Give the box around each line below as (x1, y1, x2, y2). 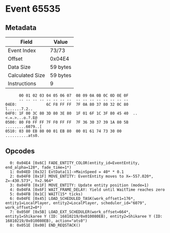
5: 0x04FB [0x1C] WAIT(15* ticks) (10, 191, 83, 196)
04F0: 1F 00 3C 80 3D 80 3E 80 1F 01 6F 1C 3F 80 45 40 (5, 111, 129, 116)
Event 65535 (5, 3, 61, 15)
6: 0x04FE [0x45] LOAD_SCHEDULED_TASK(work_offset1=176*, (10, 196, 136, 201)
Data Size (8, 64, 31, 70)
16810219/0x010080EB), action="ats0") (5, 218, 88, 223)
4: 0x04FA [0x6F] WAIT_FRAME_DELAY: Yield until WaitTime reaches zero (10, 187, 165, 192)
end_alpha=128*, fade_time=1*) (5, 165, 72, 170)
